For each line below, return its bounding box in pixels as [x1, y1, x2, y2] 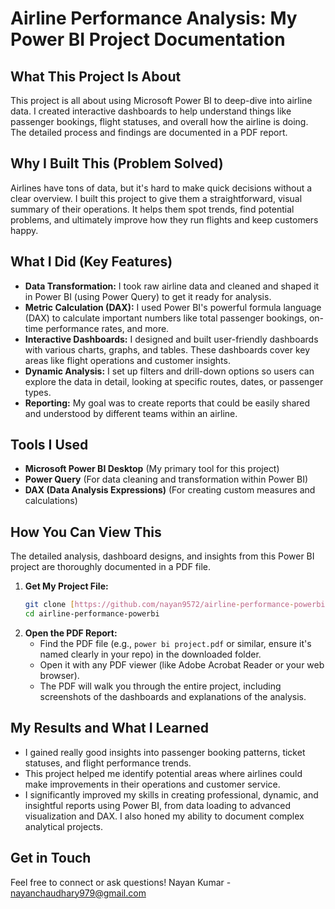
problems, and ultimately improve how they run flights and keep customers [10, 213, 319, 226]
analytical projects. [24, 820, 104, 832]
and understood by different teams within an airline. [24, 407, 238, 419]
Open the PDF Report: [24, 627, 118, 639]
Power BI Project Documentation [10, 28, 286, 51]
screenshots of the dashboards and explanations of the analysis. [39, 691, 307, 702]
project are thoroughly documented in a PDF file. [10, 561, 212, 573]
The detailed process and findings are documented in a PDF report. [10, 127, 288, 138]
